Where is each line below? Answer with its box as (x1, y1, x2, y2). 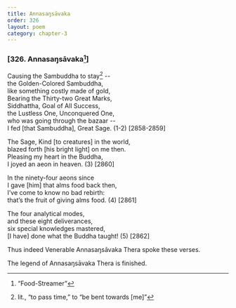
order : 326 (7, 17, 39, 24)
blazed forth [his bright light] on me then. (7, 145, 126, 153)
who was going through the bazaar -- (7, 116, 116, 125)
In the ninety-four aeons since (7, 173, 95, 182)
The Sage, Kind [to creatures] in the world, (7, 138, 131, 146)
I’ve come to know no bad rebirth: (7, 188, 105, 196)
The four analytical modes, (7, 209, 85, 217)
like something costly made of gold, (7, 86, 111, 95)
